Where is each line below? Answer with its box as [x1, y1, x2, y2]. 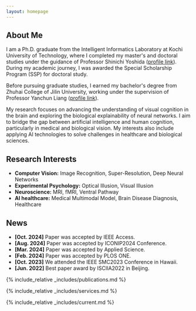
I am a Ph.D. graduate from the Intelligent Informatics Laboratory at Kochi [6, 46, 183, 53]
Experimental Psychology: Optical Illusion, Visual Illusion [14, 182, 154, 190]
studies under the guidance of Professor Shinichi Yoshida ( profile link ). [6, 58, 177, 65]
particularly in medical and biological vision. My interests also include [6, 124, 174, 132]
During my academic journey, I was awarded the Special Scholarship [6, 65, 172, 72]
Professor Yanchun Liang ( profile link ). [6, 94, 99, 102]
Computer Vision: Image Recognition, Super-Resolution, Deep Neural [14, 170, 184, 177]
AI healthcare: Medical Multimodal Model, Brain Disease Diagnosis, [14, 195, 178, 202]
